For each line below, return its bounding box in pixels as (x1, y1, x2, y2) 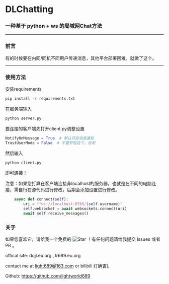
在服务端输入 (5, 106, 32, 112)
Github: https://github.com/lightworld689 (5, 273, 91, 279)
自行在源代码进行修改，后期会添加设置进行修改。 (18, 187, 120, 193)
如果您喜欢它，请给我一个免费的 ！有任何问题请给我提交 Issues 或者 (5, 236, 160, 242)
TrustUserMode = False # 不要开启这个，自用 (5, 140, 96, 146)
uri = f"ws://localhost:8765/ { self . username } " (23, 201, 123, 207)
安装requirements (5, 86, 42, 92)
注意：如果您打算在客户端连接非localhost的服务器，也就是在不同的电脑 (5, 180, 152, 187)
